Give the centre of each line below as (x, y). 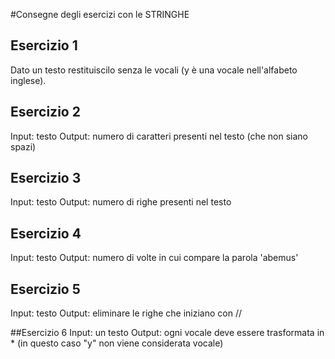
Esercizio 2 (45, 112)
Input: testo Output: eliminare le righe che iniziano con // (126, 313)
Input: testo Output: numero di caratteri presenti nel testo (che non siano (159, 136)
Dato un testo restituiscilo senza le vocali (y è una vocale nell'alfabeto (154, 70)
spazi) (23, 146)
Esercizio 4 (46, 233)
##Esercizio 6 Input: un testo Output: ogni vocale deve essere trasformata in (167, 333)
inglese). (28, 80)
